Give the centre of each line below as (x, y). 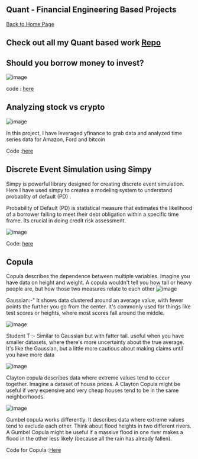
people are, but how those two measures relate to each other (80, 289)
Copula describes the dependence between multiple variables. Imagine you (98, 276)
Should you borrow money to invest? (75, 63)
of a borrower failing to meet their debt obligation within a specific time (92, 214)
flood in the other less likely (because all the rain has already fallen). (89, 439)
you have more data (30, 355)
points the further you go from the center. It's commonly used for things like (98, 307)
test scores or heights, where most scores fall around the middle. (85, 313)
